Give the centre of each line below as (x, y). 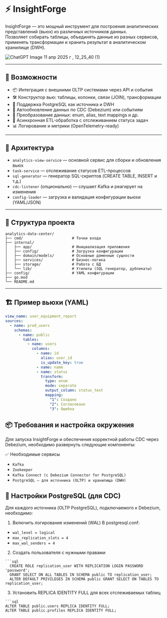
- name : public (34, 335)
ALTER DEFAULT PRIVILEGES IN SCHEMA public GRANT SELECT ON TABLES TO (84, 579)
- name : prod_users (30, 325)
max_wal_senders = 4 (34, 543)
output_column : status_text (74, 391)
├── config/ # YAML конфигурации (60, 273)
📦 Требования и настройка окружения (70, 425)
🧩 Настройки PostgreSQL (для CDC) (63, 496)
